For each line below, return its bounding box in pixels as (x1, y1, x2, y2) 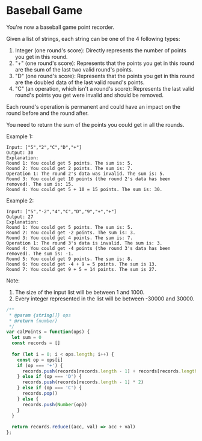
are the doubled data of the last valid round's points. (14, 79, 145, 86)
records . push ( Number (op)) (22, 401, 87, 407)
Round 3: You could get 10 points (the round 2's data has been (6, 175, 171, 182)
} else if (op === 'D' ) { (17, 374, 82, 380)
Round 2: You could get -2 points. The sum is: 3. (6, 230, 136, 236)
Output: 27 (6, 214, 34, 220)
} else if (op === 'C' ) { (17, 385, 82, 391)
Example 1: (6, 133, 33, 140)
